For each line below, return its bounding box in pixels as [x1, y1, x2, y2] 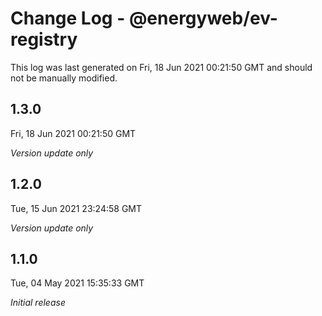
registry [10, 28, 78, 51]
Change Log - [10, 7, 126, 30]
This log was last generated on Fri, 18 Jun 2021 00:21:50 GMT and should [10, 61, 313, 73]
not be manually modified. [10, 72, 118, 84]
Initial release [10, 297, 66, 309]
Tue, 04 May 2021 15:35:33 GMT [10, 277, 145, 289]
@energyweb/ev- [128, 7, 278, 30]
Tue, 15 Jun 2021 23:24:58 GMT [10, 202, 143, 214]
